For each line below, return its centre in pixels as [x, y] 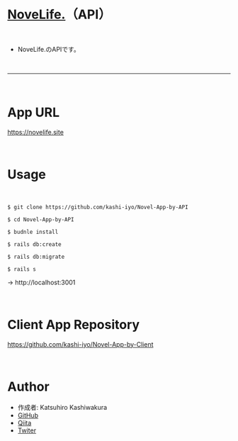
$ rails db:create [34, 244]
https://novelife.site [35, 132]
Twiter [27, 430]
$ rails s [22, 269]
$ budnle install [33, 232]
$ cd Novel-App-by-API [41, 219]
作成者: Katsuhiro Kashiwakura [62, 407]
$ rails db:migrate [36, 257]
